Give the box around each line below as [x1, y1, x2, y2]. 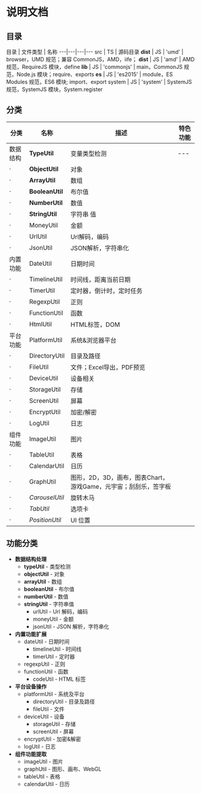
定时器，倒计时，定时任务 [70, 286, 142, 295]
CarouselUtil [29, 493, 65, 501]
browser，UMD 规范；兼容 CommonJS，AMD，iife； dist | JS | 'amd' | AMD [6, 56, 195, 63]
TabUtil [29, 504, 50, 513]
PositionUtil [29, 515, 62, 524]
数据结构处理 [14, 555, 47, 563]
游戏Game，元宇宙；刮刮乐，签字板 [70, 482, 172, 491]
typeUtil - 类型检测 [23, 563, 71, 570]
